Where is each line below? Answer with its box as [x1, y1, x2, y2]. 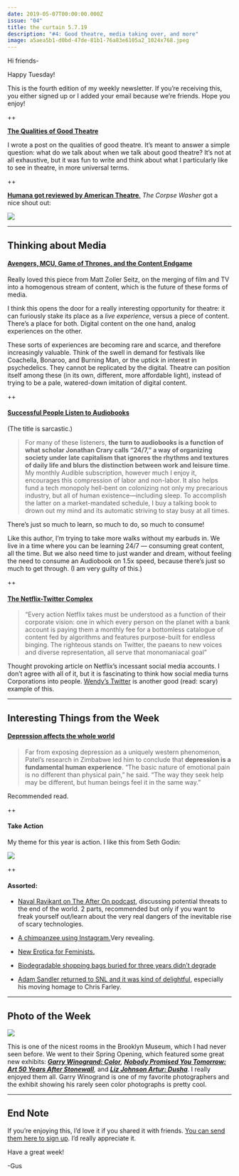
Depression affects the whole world [7, 732, 115, 741]
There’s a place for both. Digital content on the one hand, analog [7, 319, 196, 328]
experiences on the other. [7, 326, 83, 335]
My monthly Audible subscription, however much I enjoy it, [24, 468, 197, 477]
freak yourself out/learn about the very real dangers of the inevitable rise [17, 912, 232, 921]
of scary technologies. [17, 920, 84, 929]
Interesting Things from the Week [7, 712, 160, 724]
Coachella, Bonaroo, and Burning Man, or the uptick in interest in [7, 356, 197, 364]
